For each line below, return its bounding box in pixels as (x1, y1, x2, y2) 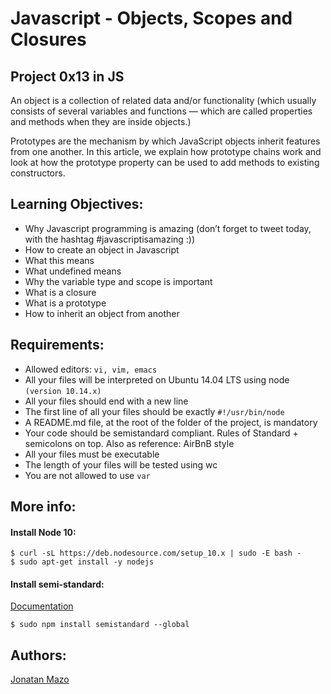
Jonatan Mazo (10, 673, 70, 686)
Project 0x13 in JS (10, 68, 125, 85)
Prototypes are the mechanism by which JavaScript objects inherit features (10, 135, 321, 147)
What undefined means (24, 265, 122, 277)
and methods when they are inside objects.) (10, 116, 192, 127)
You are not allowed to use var (24, 469, 151, 481)
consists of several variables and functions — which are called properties (10, 105, 313, 117)
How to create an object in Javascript (24, 243, 180, 256)
